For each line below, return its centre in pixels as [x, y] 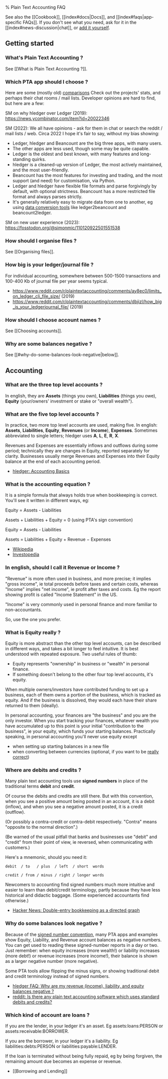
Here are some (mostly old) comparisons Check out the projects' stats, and [83, 92]
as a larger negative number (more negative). [52, 961]
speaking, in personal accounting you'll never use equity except [71, 737]
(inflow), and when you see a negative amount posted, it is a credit [74, 807]
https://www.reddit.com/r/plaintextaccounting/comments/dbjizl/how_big [87, 302]
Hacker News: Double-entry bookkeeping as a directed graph [76, 910]
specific [14, 22]
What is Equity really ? [33, 632]
